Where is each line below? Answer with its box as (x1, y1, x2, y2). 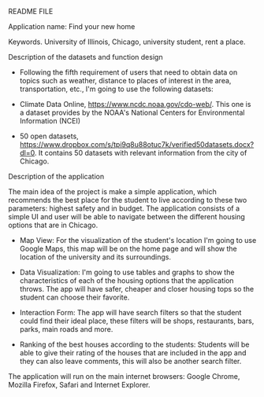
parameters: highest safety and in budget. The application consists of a (8, 204, 240, 213)
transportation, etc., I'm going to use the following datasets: (19, 84, 214, 94)
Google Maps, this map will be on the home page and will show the (19, 244, 238, 253)
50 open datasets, (19, 131, 79, 141)
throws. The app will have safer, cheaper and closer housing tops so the (19, 285, 255, 293)
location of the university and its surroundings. (19, 252, 172, 262)
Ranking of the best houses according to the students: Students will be (19, 340, 250, 349)
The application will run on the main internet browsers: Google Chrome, (8, 372, 240, 380)
